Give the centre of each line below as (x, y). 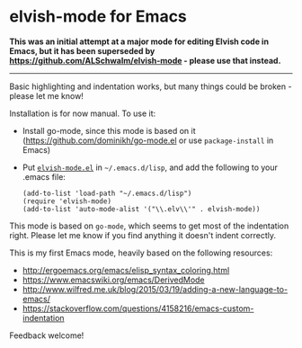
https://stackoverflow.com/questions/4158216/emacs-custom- (138, 308)
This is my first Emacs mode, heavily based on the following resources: (141, 253)
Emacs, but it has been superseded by (82, 50)
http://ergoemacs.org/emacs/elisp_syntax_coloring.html (126, 270)
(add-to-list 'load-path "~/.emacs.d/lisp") (107, 193)
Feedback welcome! (47, 335)
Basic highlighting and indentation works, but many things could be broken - (151, 86)
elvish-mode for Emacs (98, 17)
